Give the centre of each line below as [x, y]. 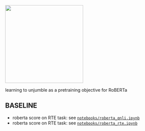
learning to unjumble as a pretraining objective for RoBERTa [66, 90]
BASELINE [21, 106]
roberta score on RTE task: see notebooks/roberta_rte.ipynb [75, 123]
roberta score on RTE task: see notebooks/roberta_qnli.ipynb [76, 118]
